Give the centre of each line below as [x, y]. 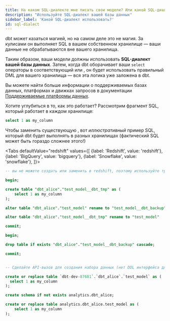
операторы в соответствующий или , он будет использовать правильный [84, 70]
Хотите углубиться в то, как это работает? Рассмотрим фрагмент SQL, [82, 106]
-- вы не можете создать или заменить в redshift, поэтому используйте [82, 171]
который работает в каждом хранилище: [49, 111]
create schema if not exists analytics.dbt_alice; [60, 295]
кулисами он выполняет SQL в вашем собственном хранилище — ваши [83, 44]
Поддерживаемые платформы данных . [47, 96]
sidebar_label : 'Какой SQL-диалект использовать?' [60, 19]
